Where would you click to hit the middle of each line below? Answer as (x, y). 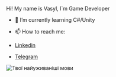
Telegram (26, 56)
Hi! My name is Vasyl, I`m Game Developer (58, 9)
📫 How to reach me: (40, 31)
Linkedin (25, 45)
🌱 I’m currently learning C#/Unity (55, 20)
